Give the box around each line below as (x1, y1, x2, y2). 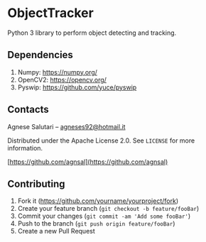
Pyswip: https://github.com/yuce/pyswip (17, 83, 137, 92)
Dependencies (7, 49, 73, 61)
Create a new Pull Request (17, 227, 96, 236)
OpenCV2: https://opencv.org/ (17, 75, 107, 84)
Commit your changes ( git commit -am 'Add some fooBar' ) (17, 211, 191, 221)
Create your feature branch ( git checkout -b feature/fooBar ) (17, 204, 200, 213)
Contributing (7, 177, 65, 189)
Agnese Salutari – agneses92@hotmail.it (7, 122, 126, 131)
